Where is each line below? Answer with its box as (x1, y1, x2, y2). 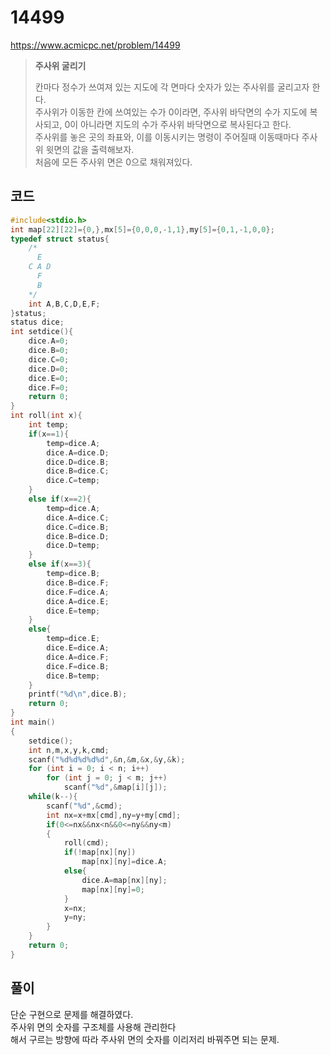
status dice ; (10, 317, 65, 328)
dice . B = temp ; (46, 671, 101, 681)
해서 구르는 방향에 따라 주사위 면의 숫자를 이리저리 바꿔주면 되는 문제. (10, 1033, 280, 1045)
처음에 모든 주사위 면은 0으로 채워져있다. (34, 156, 193, 168)
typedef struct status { (10, 234, 110, 244)
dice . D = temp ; (46, 541, 101, 551)
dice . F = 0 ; (28, 382, 70, 393)
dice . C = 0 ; (28, 354, 70, 365)
